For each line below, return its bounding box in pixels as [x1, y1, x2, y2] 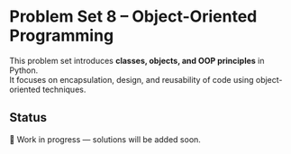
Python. [9, 65, 39, 76]
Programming [9, 25, 114, 46]
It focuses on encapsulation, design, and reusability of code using [9, 74, 254, 85]
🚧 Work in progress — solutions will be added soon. [9, 133, 201, 145]
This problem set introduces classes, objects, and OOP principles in [9, 55, 265, 66]
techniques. [41, 84, 86, 95]
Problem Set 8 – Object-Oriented [9, 6, 258, 27]
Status [9, 110, 48, 125]
